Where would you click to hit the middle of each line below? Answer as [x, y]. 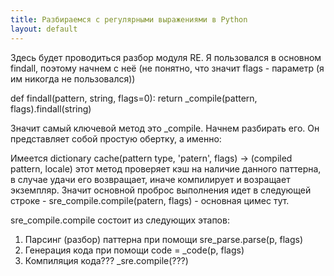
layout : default [44, 29]
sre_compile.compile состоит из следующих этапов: [120, 220]
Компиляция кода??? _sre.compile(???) [106, 260]
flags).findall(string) [51, 108]
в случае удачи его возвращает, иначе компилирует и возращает [150, 179]
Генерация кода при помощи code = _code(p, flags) [134, 250]
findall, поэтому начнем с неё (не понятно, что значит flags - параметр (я [167, 68]
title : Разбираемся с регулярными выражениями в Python [129, 19]
